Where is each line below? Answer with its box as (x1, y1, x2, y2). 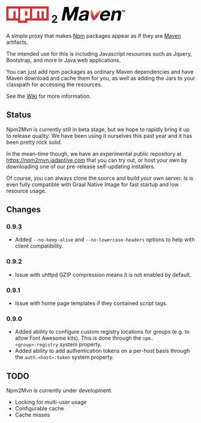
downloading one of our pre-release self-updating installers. (6, 162, 156, 170)
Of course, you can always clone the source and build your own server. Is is (6, 174, 194, 182)
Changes (6, 204, 41, 215)
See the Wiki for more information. (6, 92, 91, 99)
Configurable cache (14, 405, 64, 412)
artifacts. (6, 38, 29, 46)
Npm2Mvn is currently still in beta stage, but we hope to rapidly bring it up (6, 126, 190, 133)
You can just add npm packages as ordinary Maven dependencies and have (6, 68, 194, 75)
